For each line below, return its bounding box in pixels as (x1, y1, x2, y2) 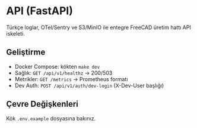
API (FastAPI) (6, 4, 73, 18)
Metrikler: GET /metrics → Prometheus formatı (14, 75, 128, 82)
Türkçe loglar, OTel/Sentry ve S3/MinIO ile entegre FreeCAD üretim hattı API (6, 24, 191, 31)
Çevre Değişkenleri (6, 99, 79, 109)
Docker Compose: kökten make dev (14, 63, 100, 70)
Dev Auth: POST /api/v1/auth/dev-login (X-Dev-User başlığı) (14, 82, 164, 89)
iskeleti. (6, 30, 25, 37)
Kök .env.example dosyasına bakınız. (6, 114, 96, 122)
